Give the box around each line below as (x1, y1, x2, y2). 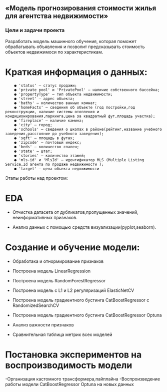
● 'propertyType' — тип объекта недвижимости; (14, 92, 113, 97)
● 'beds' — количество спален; (14, 144, 79, 149)
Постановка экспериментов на (5, 349, 142, 360)
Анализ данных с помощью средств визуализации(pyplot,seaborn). (12, 224, 156, 230)
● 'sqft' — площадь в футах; (14, 135, 75, 141)
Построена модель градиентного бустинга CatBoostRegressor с (12, 297, 149, 303)
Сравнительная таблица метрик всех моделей (12, 331, 112, 337)
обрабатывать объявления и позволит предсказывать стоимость (5, 44, 145, 50)
